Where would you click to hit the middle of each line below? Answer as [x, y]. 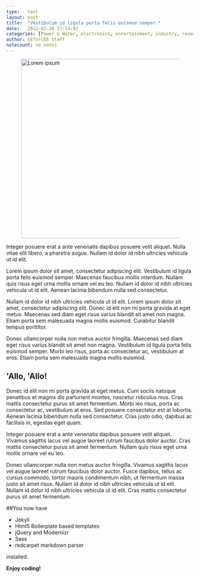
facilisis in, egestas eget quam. [44, 423]
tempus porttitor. [27, 327]
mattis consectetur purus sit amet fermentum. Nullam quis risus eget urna [97, 447]
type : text [22, 12]
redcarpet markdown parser [49, 545]
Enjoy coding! [24, 568]
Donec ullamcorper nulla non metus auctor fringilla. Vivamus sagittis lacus [97, 464]
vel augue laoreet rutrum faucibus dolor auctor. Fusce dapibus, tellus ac [94, 471]
